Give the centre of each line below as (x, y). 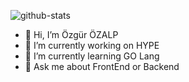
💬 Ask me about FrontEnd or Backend (102, 66)
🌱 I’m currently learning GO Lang (92, 56)
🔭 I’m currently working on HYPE (92, 45)
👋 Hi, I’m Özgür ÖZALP (71, 34)
